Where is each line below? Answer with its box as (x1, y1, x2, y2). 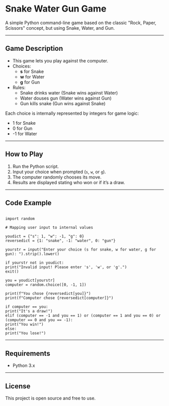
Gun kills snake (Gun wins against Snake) (20, 100, 106, 106)
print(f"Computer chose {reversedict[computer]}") (5, 295, 114, 301)
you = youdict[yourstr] (5, 278, 55, 283)
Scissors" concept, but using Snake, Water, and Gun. (5, 25, 115, 31)
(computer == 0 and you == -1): (5, 317, 73, 322)
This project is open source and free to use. (5, 395, 96, 401)
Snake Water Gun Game (5, 3, 107, 15)
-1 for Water (12, 130, 38, 136)
